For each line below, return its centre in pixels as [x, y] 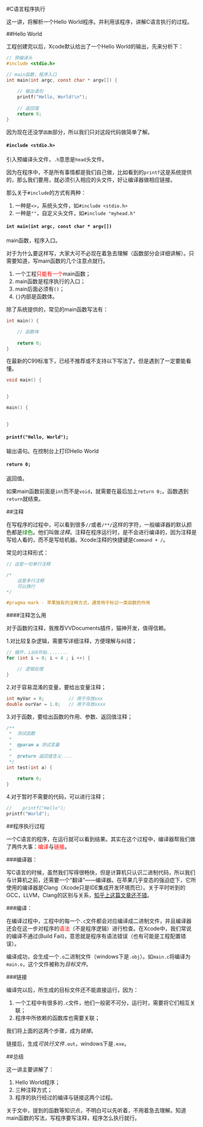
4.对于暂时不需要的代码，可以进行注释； [56, 797]
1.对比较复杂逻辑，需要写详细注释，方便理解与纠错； [72, 641]
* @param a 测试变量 [34, 745]
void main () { [24, 380]
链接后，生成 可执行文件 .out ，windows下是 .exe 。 [68, 1043]
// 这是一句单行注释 [28, 564]
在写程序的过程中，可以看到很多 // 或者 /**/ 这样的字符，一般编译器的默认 [96, 525]
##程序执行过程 [26, 826]
